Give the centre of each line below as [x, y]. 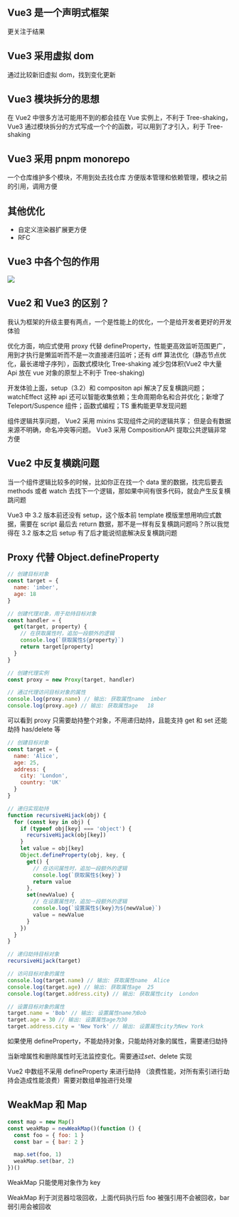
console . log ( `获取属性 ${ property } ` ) [72, 640]
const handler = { [34, 620]
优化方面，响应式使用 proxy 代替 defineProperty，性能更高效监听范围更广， [118, 345]
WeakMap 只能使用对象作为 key [54, 1182]
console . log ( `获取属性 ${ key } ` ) [77, 875]
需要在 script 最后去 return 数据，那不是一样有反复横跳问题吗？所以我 [121, 524]
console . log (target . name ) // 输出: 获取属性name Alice [89, 980]
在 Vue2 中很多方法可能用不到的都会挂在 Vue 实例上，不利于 [96, 118]
